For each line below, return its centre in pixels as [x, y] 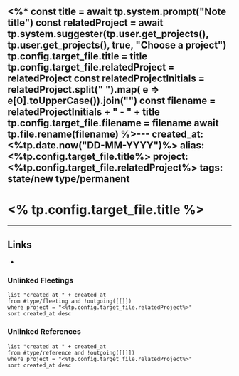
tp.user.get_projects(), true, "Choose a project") [117, 45]
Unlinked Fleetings [40, 280]
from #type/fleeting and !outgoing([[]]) [70, 301]
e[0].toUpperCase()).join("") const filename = [112, 101]
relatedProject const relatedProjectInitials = [106, 79]
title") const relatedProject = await [85, 23]
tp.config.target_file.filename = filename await [113, 123]
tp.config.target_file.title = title [78, 56]
